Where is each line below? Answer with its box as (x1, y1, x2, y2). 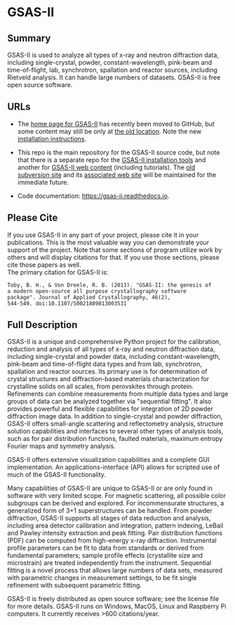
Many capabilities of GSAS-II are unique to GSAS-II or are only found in (7, 484, 213, 492)
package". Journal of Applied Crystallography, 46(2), (7, 294, 171, 301)
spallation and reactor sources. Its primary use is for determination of (7, 367, 208, 376)
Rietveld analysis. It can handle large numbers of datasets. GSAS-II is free (7, 73, 221, 81)
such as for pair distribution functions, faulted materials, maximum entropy (7, 435, 223, 443)
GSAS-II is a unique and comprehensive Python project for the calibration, (7, 338, 221, 346)
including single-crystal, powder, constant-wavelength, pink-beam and (7, 58, 213, 67)
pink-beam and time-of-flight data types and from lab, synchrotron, (7, 360, 202, 369)
